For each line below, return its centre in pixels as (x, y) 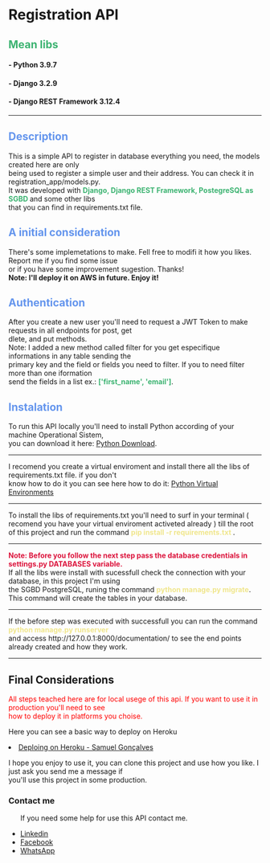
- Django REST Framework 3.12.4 (64, 101)
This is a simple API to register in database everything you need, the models (134, 156)
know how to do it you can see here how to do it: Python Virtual (113, 484)
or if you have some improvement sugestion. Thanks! (96, 269)
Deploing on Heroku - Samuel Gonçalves (86, 747)
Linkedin (34, 834)
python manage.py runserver (59, 630)
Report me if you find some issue (63, 260)
